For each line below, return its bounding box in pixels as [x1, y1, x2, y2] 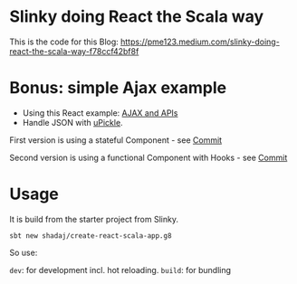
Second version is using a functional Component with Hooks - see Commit [9, 152, 288, 163]
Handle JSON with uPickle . [22, 117, 124, 128]
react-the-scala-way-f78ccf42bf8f [9, 45, 139, 56]
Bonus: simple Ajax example [9, 78, 227, 99]
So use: [9, 247, 38, 258]
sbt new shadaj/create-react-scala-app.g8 [9, 231, 172, 241]
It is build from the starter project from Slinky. [9, 213, 179, 224]
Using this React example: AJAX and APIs [22, 107, 178, 118]
